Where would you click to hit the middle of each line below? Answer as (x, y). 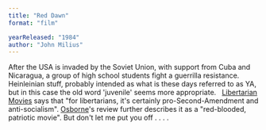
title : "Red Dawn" (39, 15)
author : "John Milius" (46, 44)
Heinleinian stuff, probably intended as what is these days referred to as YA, (132, 84)
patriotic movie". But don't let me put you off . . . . (89, 118)
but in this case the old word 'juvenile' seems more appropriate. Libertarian (133, 93)
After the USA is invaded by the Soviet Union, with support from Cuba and (129, 67)
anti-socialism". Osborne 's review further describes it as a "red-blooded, (127, 109)
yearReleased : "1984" (44, 37)
